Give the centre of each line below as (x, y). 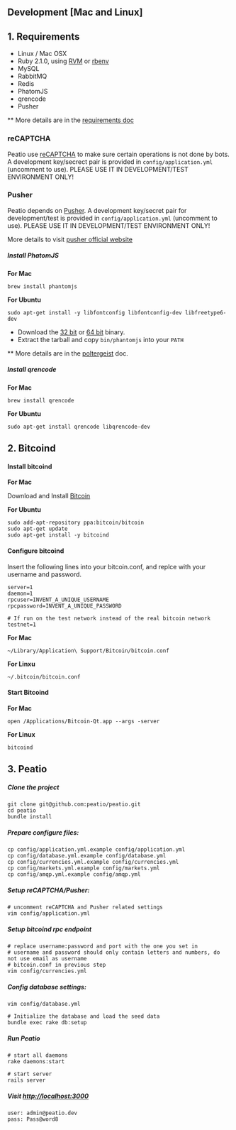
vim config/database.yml (44, 1004)
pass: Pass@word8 (33, 1119)
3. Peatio (27, 769)
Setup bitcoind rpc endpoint (50, 929)
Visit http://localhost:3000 (48, 1096)
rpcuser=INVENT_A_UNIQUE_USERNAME (58, 600)
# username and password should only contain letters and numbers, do (114, 953)
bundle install (30, 817)
